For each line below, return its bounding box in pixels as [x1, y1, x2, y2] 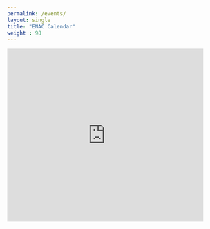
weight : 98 [7, 29, 41, 37]
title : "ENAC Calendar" [7, 23, 76, 30]
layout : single [7, 17, 51, 24]
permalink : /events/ [7, 10, 67, 17]
